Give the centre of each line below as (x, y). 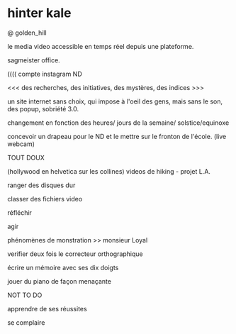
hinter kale (39, 13)
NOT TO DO (25, 295)
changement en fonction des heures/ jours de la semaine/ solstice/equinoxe (118, 123)
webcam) (21, 144)
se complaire (26, 322)
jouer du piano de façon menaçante (60, 281)
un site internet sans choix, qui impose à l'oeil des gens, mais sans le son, (115, 101)
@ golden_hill (27, 33)
